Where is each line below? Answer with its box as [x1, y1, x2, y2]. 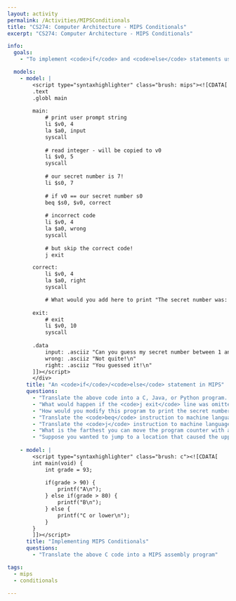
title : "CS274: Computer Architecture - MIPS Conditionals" [7, 23, 188, 30]
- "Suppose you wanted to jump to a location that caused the [32, 434, 218, 441]
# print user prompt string [44, 114, 128, 122]
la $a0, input [44, 127, 86, 134]
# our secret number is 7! [44, 173, 124, 180]
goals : [13, 49, 33, 56]
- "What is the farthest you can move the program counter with [32, 427, 225, 434]
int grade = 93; [44, 466, 93, 473]
